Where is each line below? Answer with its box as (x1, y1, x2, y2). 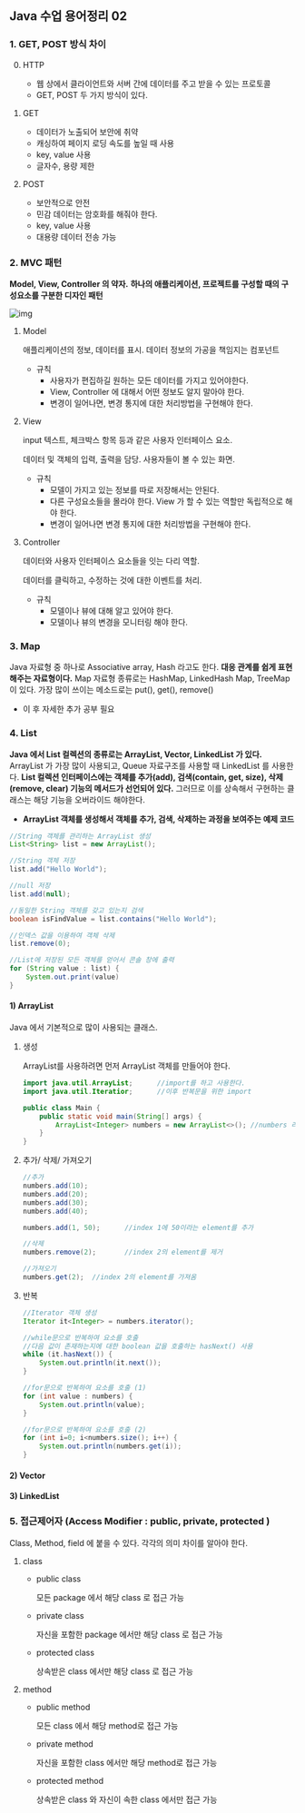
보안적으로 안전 (35, 197, 91, 208)
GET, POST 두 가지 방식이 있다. (35, 89, 148, 100)
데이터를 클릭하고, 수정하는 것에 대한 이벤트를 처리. (22, 575, 202, 586)
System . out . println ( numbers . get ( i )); (39, 1442, 182, 1451)
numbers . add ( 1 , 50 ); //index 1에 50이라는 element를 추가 (22, 1223, 254, 1232)
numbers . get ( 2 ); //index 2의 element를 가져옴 (22, 1273, 197, 1282)
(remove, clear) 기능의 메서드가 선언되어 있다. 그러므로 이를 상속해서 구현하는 (9, 783, 286, 793)
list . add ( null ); (9, 889, 71, 899)
